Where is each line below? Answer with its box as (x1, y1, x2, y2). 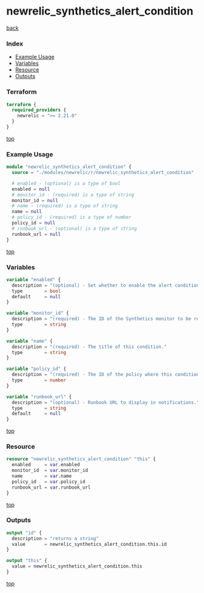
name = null (12, 209, 42, 215)
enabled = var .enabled (12, 462, 80, 468)
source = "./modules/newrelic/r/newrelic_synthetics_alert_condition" (12, 170, 194, 176)
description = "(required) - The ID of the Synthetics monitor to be (12, 316, 191, 322)
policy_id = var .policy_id (12, 478, 86, 484)
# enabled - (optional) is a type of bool (12, 180, 121, 186)
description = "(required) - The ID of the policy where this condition (12, 372, 200, 378)
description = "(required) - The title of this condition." (12, 344, 167, 350)
